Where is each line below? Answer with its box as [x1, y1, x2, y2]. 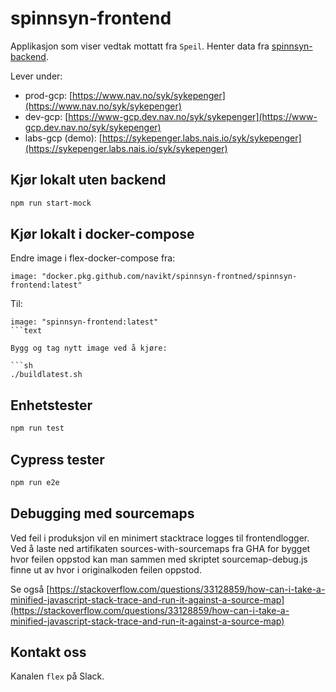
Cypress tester [10, 451, 105, 468]
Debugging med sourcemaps [10, 505, 195, 522]
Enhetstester [10, 397, 93, 414]
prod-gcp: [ [24, 89, 73, 101]
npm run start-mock [10, 198, 92, 208]
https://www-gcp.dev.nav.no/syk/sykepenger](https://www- [68, 110, 318, 122]
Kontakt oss [10, 644, 87, 661]
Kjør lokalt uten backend [10, 172, 167, 189]
